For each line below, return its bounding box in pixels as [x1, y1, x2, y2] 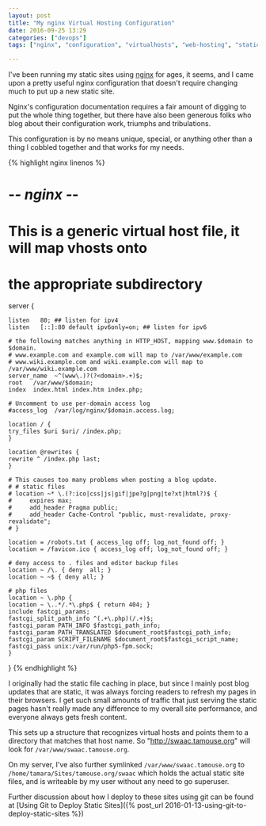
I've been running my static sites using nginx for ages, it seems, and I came [8, 70, 254, 79]
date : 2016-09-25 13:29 [8, 26, 87, 34]
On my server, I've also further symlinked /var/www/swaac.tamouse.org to [8, 760, 245, 770]
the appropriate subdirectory [8, 275, 203, 293]
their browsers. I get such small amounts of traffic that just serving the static [8, 695, 257, 706]
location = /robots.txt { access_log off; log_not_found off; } [8, 538, 225, 547]
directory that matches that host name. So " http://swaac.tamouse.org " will [8, 736, 251, 746]
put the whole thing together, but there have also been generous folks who [8, 110, 252, 120]
